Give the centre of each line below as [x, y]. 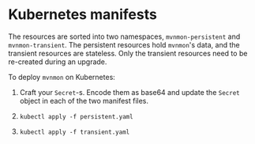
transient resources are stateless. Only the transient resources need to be [128, 53]
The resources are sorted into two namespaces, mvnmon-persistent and [124, 36]
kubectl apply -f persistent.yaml [76, 116]
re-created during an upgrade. [58, 62]
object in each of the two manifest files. [84, 100]
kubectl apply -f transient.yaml [75, 132]
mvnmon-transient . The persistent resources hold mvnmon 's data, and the [124, 44]
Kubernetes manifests [83, 15]
